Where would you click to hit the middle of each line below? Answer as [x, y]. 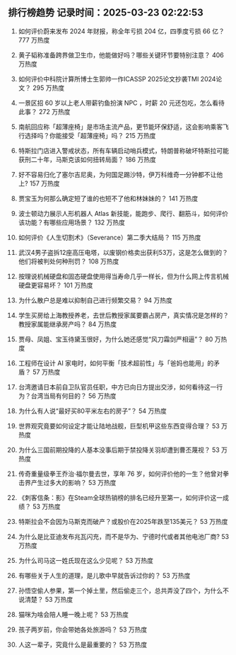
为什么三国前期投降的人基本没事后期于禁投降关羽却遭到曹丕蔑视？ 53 [119, 450]
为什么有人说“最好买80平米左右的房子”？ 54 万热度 [92, 411]
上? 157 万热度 [39, 183]
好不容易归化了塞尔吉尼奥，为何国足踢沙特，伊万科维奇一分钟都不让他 [120, 174]
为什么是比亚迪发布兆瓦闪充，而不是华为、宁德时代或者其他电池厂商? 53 [123, 536]
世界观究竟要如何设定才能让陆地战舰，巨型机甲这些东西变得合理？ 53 [119, 426]
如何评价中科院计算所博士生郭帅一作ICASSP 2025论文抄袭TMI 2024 [117, 79]
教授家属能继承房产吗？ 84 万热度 [67, 324]
